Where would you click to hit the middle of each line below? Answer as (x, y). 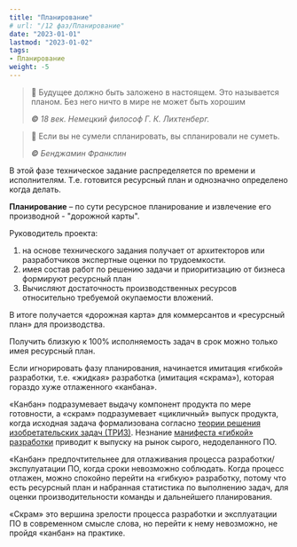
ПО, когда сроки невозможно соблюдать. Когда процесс (176, 468)
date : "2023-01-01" (45, 34)
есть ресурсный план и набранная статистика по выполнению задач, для (149, 487)
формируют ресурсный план (76, 278)
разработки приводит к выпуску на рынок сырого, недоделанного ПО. (143, 441)
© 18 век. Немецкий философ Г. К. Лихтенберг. (120, 119)
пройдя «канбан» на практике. (67, 533)
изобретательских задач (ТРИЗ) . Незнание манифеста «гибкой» (132, 432)
